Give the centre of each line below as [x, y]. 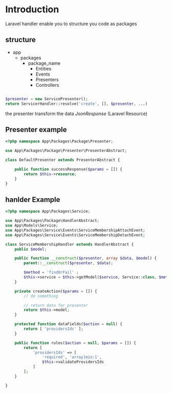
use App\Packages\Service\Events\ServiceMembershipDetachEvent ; [75, 235]
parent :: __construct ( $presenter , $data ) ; [69, 263]
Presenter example [36, 129]
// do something [41, 296]
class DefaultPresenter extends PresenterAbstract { [63, 160]
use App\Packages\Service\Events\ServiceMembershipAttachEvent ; [75, 230]
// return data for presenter [56, 305]
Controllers [47, 85]
